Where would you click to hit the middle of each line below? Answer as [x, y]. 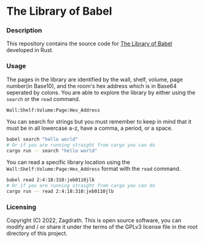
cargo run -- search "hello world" [52, 151]
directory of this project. [37, 233]
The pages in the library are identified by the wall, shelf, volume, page [95, 79]
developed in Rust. [30, 50]
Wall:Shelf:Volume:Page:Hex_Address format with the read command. [94, 169]
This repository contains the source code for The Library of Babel [89, 43]
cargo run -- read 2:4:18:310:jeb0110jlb [60, 192]
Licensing [22, 207]
